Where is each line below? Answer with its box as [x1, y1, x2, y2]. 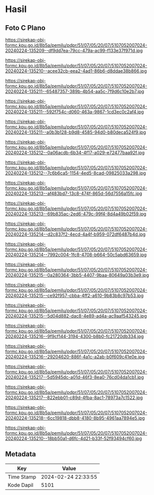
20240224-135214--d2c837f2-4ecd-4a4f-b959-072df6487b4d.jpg [5, 231, 146, 237]
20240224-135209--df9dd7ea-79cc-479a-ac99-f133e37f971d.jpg [5, 48, 143, 53]
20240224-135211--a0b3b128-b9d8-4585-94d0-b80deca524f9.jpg [5, 129, 146, 135]
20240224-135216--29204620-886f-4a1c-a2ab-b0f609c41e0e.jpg [5, 354, 144, 360]
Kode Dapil [8, 481, 34, 488]
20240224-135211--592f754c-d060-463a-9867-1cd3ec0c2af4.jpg [5, 109, 144, 115]
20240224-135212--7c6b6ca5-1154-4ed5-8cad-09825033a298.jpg [5, 170, 146, 176]
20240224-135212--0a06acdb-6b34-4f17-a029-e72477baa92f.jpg [5, 150, 145, 155]
